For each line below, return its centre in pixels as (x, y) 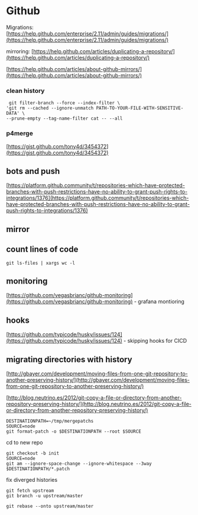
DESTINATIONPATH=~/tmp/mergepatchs (50, 421)
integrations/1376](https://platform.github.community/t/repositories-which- (98, 198)
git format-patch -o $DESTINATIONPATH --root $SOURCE (74, 431)
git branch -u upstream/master (45, 495)
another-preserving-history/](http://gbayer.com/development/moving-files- (98, 379)
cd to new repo (25, 442)
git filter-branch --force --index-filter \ (64, 103)
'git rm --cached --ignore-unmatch (50, 108)
